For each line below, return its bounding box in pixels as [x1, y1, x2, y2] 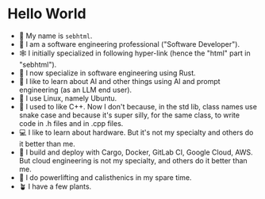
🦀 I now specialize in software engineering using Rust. [18, 68, 196, 78]
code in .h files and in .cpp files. [18, 118, 124, 128]
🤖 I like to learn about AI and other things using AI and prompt [18, 76, 221, 86]
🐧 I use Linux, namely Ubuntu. [18, 93, 117, 103]
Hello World [7, 5, 86, 23]
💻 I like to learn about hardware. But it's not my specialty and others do [18, 128, 254, 137]
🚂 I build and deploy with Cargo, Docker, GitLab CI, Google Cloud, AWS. [18, 147, 253, 157]
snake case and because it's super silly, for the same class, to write [18, 110, 240, 120]
